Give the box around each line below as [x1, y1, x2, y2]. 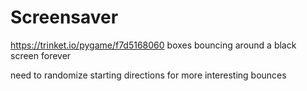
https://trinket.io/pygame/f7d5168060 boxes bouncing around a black [10, 39, 297, 51]
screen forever [10, 49, 72, 61]
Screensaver [10, 6, 119, 29]
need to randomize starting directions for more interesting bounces [10, 69, 287, 81]
